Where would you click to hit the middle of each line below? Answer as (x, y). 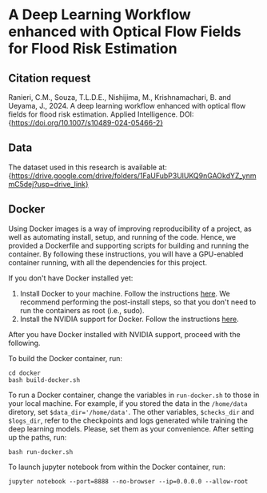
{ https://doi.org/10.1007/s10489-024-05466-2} (86, 123)
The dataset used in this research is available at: (88, 167)
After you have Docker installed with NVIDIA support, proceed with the (125, 334)
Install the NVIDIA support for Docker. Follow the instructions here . (130, 319)
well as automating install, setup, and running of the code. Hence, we (122, 237)
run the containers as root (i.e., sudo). (82, 310)
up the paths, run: (38, 437)
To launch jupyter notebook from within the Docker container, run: (117, 467)
